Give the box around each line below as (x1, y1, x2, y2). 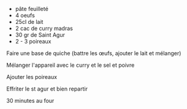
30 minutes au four (6, 97, 55, 104)
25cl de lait (15, 18, 44, 25)
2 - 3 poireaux (15, 38, 52, 45)
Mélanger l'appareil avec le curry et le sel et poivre (6, 61, 135, 69)
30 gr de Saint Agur (15, 31, 66, 39)
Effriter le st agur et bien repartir (6, 85, 88, 92)
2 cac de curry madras (15, 24, 74, 32)
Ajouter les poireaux (6, 73, 57, 80)
